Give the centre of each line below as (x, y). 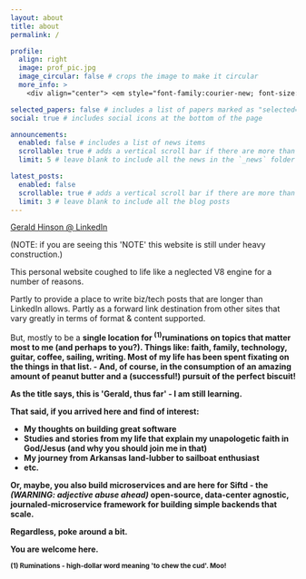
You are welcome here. (54, 549)
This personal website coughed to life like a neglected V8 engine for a (141, 272)
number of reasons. (47, 281)
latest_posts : (37, 176)
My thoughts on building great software (100, 429)
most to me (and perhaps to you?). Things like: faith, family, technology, (149, 348)
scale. (22, 515)
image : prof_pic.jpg (57, 68)
